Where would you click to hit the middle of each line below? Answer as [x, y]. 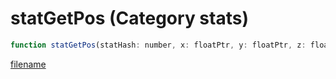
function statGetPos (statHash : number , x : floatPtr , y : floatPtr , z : [158, 45]
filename [28, 64]
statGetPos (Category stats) [129, 18]
